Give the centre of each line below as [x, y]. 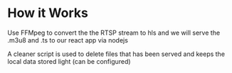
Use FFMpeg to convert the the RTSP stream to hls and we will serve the [114, 33]
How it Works [48, 13]
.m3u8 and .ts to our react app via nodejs [68, 40]
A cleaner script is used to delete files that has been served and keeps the [116, 54]
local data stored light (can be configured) [69, 61]
